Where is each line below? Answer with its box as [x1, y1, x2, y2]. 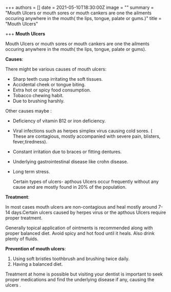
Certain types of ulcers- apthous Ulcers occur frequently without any [12, 178, 159, 185]
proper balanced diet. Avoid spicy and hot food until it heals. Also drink [5, 230, 155, 236]
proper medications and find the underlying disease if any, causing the [5, 277, 155, 282]
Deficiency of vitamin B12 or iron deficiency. [12, 118, 106, 124]
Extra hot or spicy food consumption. [12, 87, 91, 93]
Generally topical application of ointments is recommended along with [5, 225, 153, 231]
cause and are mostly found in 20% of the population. [12, 184, 127, 190]
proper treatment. [5, 215, 42, 221]
